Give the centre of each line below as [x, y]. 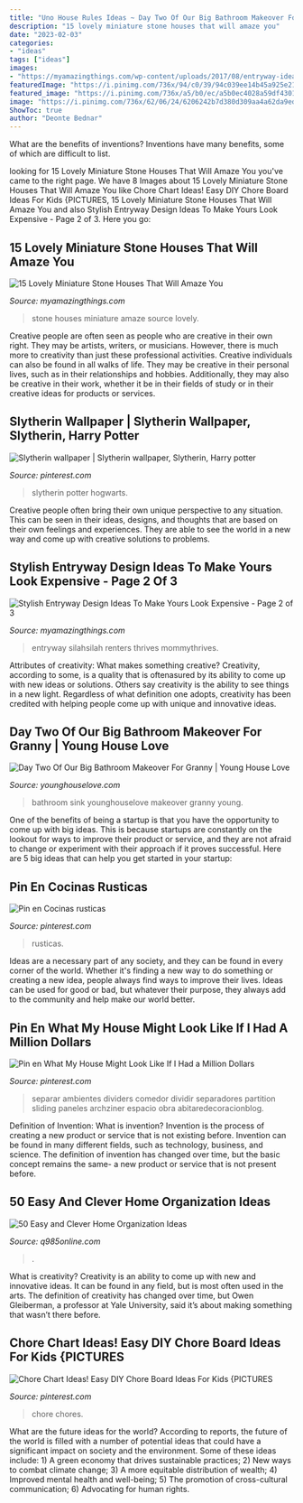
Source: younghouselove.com [65, 785]
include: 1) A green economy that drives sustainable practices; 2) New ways [150, 1460]
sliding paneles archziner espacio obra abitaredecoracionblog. [147, 1108]
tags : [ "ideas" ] [40, 60]
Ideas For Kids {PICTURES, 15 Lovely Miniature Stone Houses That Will [141, 200]
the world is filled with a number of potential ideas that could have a [135, 1441]
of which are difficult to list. [60, 153]
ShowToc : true [36, 110]
